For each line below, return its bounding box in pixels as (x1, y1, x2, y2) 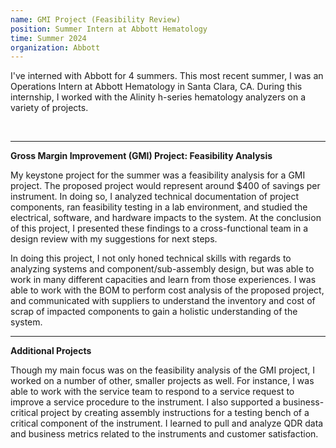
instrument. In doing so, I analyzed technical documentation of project (10, 191, 300, 203)
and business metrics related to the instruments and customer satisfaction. (10, 428, 319, 440)
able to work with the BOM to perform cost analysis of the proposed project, (10, 284, 325, 296)
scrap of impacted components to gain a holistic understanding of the (10, 306, 298, 318)
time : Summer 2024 (10, 33, 87, 43)
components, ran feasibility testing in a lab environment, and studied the (10, 201, 308, 213)
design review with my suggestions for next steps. (10, 233, 218, 245)
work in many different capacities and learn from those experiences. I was (10, 274, 317, 286)
